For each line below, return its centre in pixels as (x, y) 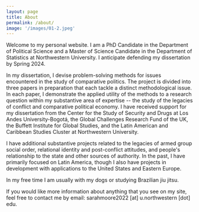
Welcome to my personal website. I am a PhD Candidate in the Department (97, 45)
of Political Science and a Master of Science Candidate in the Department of (99, 52)
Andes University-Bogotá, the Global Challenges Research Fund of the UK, (97, 120)
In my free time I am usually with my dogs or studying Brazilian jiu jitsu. (92, 180)
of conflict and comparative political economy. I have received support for (96, 107)
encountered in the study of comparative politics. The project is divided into (99, 82)
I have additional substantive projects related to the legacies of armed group (99, 143)
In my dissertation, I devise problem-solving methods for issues (84, 75)
